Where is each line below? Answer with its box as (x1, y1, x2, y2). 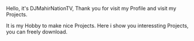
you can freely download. (6, 28, 68, 35)
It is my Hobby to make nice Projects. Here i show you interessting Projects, (6, 23, 189, 29)
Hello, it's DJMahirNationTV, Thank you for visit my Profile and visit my (6, 5, 177, 12)
